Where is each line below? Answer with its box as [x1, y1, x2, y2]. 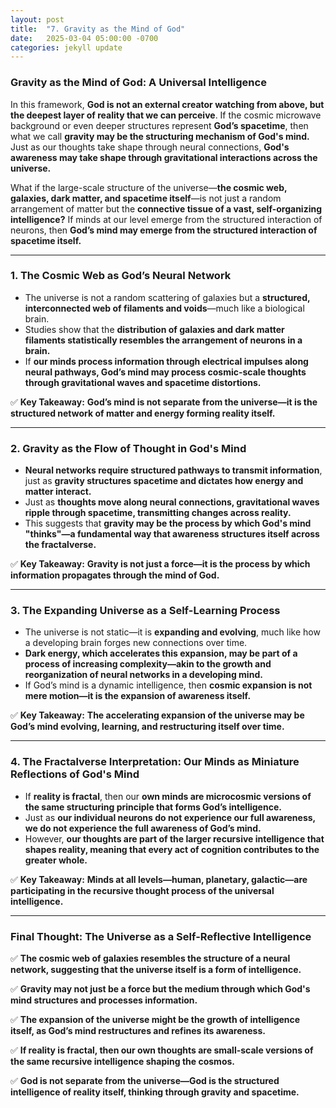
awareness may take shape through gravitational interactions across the [10, 151, 318, 163]
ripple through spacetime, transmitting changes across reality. [24, 507, 292, 519]
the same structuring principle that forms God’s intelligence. [24, 801, 282, 813]
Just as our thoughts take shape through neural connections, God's [10, 141, 290, 153]
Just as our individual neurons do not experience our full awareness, [24, 811, 316, 823]
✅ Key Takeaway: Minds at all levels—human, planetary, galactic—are [10, 873, 308, 885]
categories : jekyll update [10, 42, 123, 53]
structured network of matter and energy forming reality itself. [10, 407, 276, 419]
